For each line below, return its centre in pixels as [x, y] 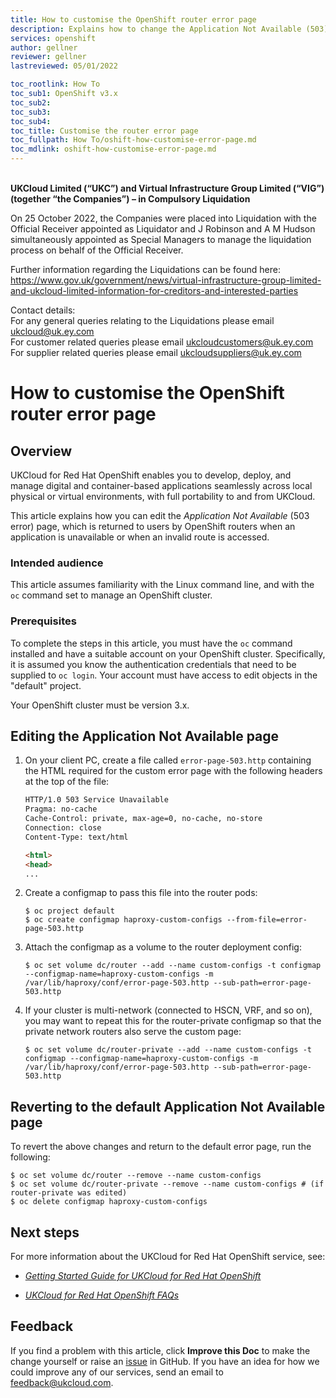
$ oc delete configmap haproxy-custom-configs [109, 1202]
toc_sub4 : [31, 121]
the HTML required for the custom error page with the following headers [173, 771]
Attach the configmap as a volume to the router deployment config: [163, 947]
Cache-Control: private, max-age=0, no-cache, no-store [143, 819]
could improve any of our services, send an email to [117, 1372]
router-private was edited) [69, 1193]
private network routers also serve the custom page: [133, 1032]
